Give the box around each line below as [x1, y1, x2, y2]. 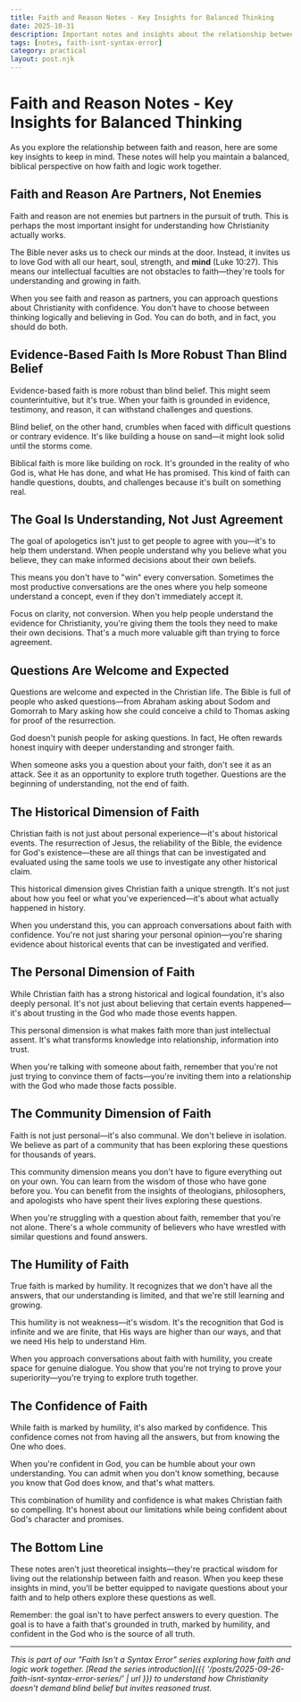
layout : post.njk [10, 55, 75, 64]
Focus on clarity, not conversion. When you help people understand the [10, 608, 273, 619]
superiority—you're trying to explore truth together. [10, 1373, 199, 1383]
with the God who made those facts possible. [10, 1080, 177, 1091]
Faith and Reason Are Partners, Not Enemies [10, 187, 262, 202]
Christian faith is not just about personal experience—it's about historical [10, 829, 278, 838]
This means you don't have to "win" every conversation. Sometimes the [10, 572, 274, 583]
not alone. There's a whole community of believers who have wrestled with [10, 1221, 287, 1232]
